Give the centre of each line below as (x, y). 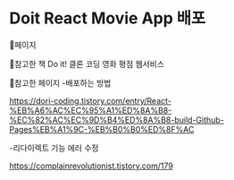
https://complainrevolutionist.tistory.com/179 (92, 166)
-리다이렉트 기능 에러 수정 (54, 148)
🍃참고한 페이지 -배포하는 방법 (60, 82)
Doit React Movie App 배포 (108, 18)
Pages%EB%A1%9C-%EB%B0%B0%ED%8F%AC (102, 129)
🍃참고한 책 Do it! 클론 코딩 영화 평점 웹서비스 (87, 64)
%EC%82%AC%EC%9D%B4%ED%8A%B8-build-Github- (117, 120)
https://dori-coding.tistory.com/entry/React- (90, 100)
